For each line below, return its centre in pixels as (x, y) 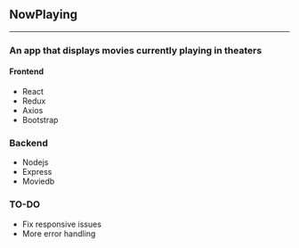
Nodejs (35, 162)
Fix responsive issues (62, 224)
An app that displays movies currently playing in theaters (136, 50)
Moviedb (38, 181)
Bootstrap (40, 120)
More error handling (59, 233)
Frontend (27, 71)
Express (37, 172)
